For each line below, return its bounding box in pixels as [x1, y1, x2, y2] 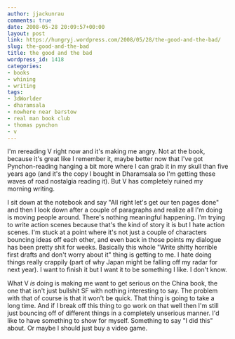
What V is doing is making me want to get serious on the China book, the [7, 279, 218, 288]
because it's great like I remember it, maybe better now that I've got [7, 155, 203, 163]
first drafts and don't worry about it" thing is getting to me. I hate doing [7, 250, 212, 259]
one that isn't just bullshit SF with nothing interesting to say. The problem [7, 286, 218, 295]
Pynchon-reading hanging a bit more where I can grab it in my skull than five [7, 162, 229, 171]
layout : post [7, 30, 46, 37]
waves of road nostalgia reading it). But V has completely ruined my [7, 177, 203, 186]
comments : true [7, 17, 52, 24]
